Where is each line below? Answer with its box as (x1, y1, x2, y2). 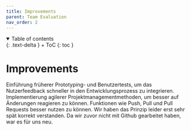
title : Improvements (6, 8, 57, 15)
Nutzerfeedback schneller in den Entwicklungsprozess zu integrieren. (6, 87, 175, 94)
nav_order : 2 (6, 19, 38, 25)
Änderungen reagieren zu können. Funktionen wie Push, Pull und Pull (6, 100, 173, 107)
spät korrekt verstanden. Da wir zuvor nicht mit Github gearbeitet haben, (6, 112, 182, 120)
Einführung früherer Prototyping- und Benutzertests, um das (6, 81, 152, 88)
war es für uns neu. (6, 118, 53, 125)
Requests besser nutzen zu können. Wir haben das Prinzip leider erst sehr (6, 106, 185, 113)
